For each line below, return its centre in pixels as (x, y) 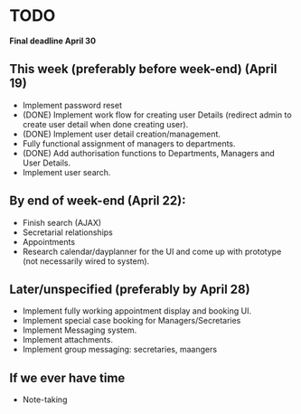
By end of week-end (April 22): (98, 201)
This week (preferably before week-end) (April (143, 69)
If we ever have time (67, 377)
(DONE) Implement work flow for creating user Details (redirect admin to (157, 115)
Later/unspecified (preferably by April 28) (130, 289)
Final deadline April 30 (53, 41)
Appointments (48, 241)
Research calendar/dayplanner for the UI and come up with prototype (152, 251)
